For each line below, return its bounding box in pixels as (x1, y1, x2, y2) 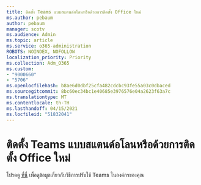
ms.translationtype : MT (6, 94, 67, 100)
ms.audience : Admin (6, 32, 56, 38)
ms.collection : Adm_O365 (6, 60, 70, 66)
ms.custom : (6, 65, 34, 72)
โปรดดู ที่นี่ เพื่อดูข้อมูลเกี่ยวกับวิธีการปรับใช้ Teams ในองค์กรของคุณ (6, 172, 144, 179)
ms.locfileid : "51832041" (6, 111, 72, 117)
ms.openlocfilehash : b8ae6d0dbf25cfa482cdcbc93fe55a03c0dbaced (6, 83, 171, 89)
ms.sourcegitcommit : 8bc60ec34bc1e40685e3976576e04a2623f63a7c (6, 89, 171, 95)
